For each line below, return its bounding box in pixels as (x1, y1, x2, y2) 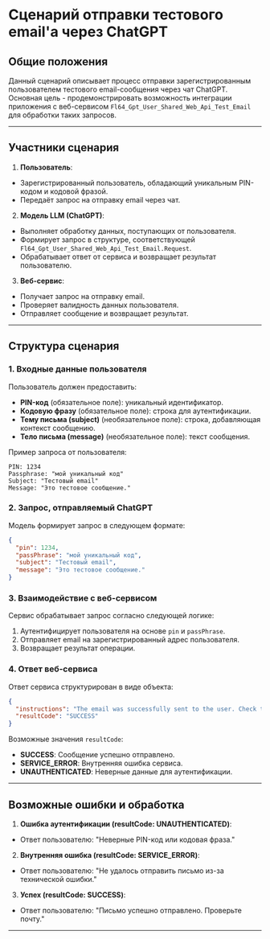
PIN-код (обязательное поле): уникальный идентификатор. (19, 397, 223, 407)
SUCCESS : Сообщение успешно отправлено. (19, 750, 175, 760)
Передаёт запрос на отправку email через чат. (19, 195, 181, 204)
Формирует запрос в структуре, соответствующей (19, 235, 195, 244)
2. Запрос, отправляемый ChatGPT (8, 502, 153, 514)
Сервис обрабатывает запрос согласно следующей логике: (8, 611, 215, 621)
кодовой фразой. (50, 187, 108, 196)
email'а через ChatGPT (8, 23, 169, 41)
